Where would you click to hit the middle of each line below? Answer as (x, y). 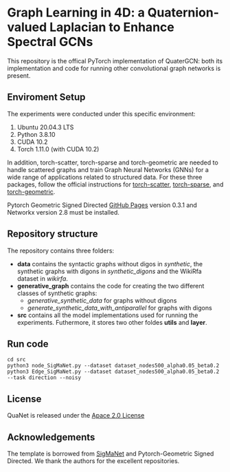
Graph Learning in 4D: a (76, 13)
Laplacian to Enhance (112, 27)
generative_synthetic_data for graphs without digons (102, 300)
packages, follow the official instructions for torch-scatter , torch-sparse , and (115, 184)
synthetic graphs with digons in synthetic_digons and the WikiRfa (110, 271)
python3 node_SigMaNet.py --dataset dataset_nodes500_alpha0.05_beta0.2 (113, 366)
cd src (16, 360)
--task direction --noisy (44, 378)
